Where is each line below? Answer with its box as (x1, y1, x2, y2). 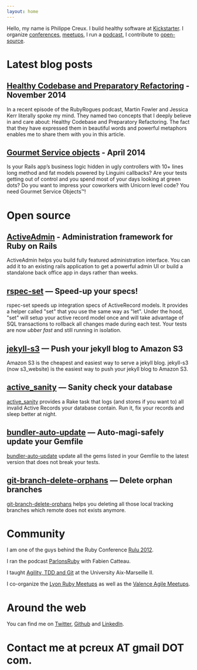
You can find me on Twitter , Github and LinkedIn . (6, 620, 125, 628)
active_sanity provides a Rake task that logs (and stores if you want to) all (6, 398, 184, 405)
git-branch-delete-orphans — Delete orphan (6, 476, 172, 486)
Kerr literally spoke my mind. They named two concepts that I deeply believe (6, 112, 192, 119)
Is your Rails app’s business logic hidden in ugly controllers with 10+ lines (6, 163, 184, 170)
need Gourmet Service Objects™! (6, 188, 86, 195)
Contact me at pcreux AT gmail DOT (6, 641, 184, 654)
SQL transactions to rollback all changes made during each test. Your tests (6, 320, 187, 327)
